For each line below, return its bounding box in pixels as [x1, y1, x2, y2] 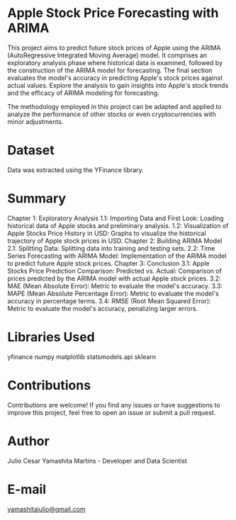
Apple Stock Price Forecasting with [7, 5, 219, 21]
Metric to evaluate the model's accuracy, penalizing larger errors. [7, 304, 198, 312]
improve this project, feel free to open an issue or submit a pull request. [7, 408, 216, 417]
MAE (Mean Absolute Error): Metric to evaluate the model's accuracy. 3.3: [7, 281, 223, 290]
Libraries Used [7, 329, 95, 345]
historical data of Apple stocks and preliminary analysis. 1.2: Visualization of [7, 221, 229, 230]
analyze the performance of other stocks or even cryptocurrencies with [7, 110, 216, 118]
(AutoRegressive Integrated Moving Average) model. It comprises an [7, 51, 208, 60]
